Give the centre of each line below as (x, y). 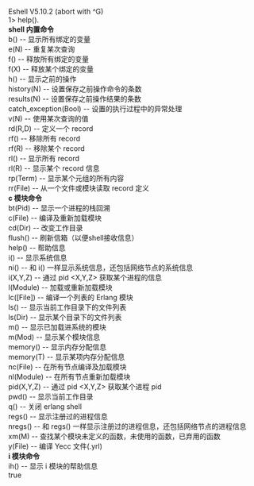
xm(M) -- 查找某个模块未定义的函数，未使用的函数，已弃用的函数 (114, 436)
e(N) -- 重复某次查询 (42, 49)
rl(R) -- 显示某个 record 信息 (54, 168)
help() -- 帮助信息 (37, 248)
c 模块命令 (25, 198)
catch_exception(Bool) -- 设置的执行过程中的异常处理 (95, 109)
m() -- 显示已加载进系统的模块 (58, 327)
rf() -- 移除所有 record (44, 139)
